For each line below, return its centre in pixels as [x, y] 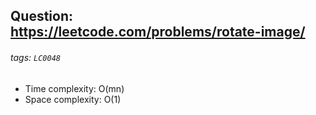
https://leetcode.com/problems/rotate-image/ [158, 32]
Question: [42, 16]
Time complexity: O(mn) [74, 88]
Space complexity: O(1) [73, 99]
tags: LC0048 [35, 57]
